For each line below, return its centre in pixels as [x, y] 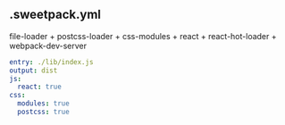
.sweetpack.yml [55, 15]
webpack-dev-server [48, 46]
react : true [40, 87]
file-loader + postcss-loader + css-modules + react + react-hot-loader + [143, 36]
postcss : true [43, 112]
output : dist [34, 71]
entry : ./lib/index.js [51, 62]
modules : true [43, 104]
